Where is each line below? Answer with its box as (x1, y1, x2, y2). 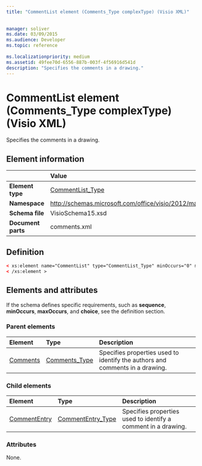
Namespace (9, 200, 45, 208)
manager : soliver (6, 25, 50, 32)
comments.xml (50, 222, 92, 231)
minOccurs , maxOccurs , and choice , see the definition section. (6, 307, 165, 315)
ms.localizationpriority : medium (6, 54, 90, 60)
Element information (6, 154, 85, 164)
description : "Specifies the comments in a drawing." (6, 65, 144, 71)
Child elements (6, 381, 52, 389)
